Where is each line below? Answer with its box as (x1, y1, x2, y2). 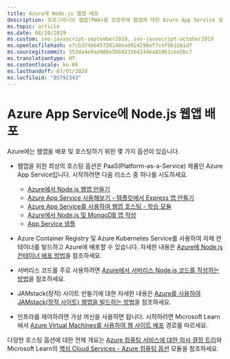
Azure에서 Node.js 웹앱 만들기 (27, 185, 110, 194)
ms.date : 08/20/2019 (7, 29, 67, 37)
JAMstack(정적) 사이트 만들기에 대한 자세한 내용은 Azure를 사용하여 (17, 289, 201, 298)
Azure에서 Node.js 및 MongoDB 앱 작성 (27, 211, 136, 219)
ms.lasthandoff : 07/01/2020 (7, 68, 88, 74)
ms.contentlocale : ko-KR (7, 61, 79, 68)
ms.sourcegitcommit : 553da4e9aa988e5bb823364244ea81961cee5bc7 (7, 49, 193, 56)
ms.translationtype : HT (7, 55, 76, 62)
